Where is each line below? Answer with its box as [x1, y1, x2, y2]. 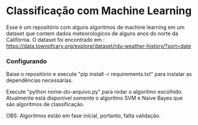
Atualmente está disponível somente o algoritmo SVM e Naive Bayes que [6, 94, 183, 101]
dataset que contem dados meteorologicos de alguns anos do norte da [6, 29, 179, 37]
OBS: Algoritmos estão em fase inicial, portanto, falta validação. [6, 112, 161, 119]
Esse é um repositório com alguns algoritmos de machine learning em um [6, 24, 184, 31]
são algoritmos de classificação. [6, 101, 85, 108]
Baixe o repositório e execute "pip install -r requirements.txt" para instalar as [6, 71, 192, 78]
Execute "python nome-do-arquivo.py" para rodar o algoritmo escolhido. [6, 88, 183, 96]
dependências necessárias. [6, 77, 73, 84]
